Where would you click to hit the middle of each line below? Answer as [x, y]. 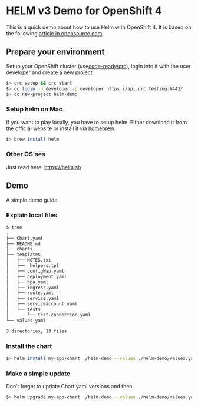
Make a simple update [38, 374]
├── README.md [24, 244]
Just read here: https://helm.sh [44, 167]
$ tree [14, 227]
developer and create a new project [49, 72]
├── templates [24, 255]
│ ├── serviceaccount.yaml [42, 304]
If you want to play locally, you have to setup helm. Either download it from [97, 122]
